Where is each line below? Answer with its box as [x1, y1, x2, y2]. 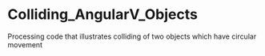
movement [7, 39, 43, 49]
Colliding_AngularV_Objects [7, 6, 198, 24]
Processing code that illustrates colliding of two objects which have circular [7, 32, 257, 41]
